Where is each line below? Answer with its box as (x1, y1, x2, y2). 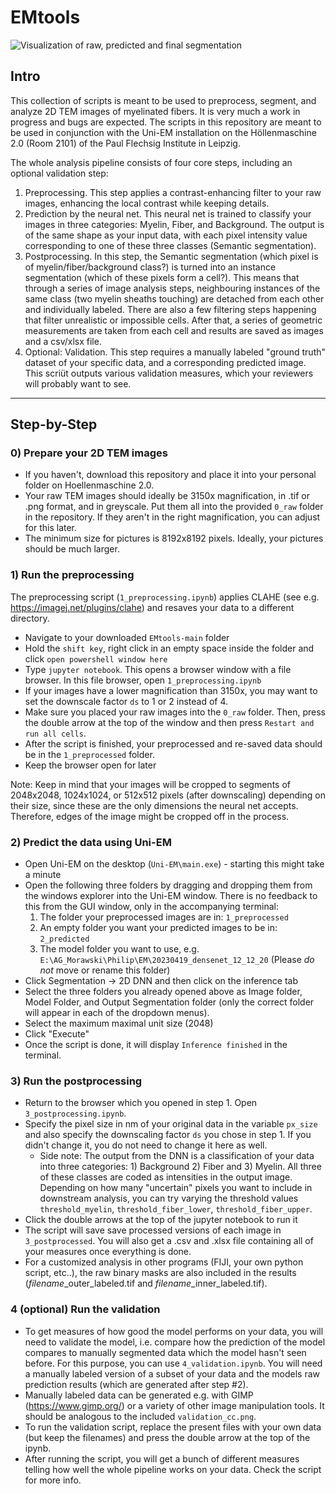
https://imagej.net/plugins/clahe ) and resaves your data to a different (10, 601, 295, 613)
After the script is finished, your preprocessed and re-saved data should (24, 737, 323, 750)
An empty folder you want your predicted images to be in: (39, 922, 278, 934)
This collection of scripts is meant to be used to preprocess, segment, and (10, 94, 317, 106)
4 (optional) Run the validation (10, 1302, 161, 1316)
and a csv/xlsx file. (24, 335, 102, 347)
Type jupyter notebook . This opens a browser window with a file (24, 663, 292, 675)
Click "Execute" (24, 1028, 90, 1040)
